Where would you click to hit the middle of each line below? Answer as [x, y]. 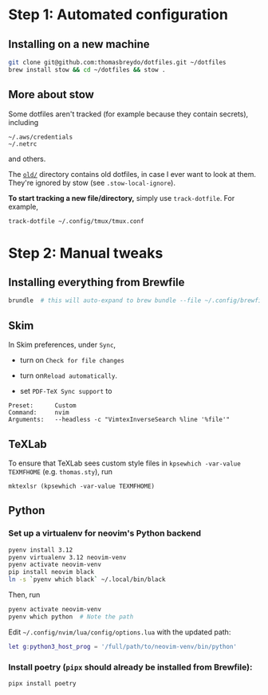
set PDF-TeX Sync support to [66, 391]
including [24, 122]
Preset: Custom [43, 406]
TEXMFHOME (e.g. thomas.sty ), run [61, 471]
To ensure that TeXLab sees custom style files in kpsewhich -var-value [124, 463]
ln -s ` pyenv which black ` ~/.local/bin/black [87, 579]
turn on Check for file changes [72, 360]
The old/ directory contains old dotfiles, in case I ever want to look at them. [132, 174]
